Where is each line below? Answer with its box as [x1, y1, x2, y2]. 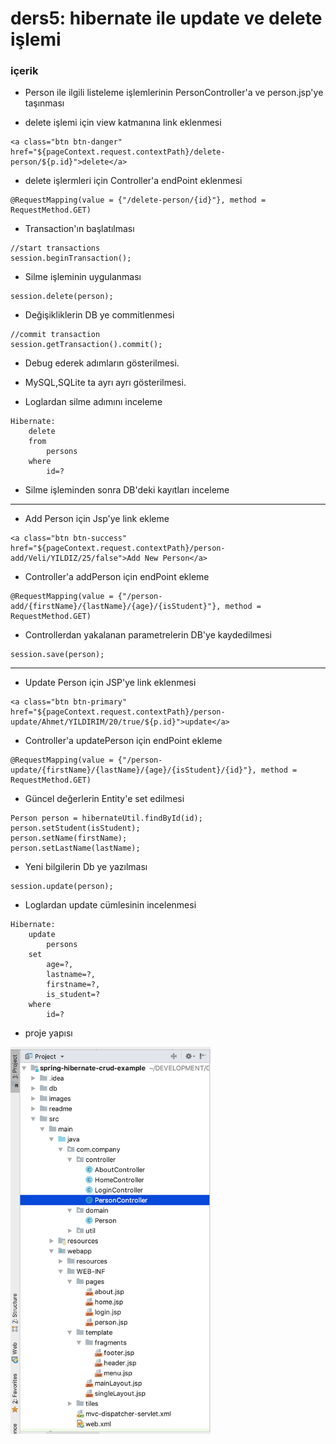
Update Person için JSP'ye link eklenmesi [24, 677, 197, 689]
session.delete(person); [10, 292, 114, 302]
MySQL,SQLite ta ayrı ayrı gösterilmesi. [24, 377, 187, 389]
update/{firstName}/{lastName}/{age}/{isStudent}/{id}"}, [10, 765, 257, 776]
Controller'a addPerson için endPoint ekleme [24, 571, 210, 583]
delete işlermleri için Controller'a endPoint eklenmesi [24, 175, 243, 187]
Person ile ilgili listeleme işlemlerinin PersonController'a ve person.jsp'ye [24, 87, 324, 99]
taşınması [24, 97, 65, 109]
